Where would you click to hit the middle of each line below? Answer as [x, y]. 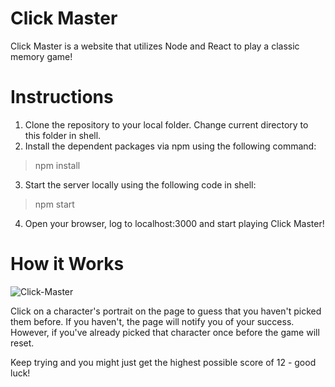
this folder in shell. [63, 135]
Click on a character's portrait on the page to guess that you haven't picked [166, 311]
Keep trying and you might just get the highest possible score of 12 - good [163, 362]
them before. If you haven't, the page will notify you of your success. [152, 321]
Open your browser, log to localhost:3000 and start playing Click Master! [174, 223]
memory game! [41, 56]
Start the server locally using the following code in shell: [140, 184]
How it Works [67, 264]
